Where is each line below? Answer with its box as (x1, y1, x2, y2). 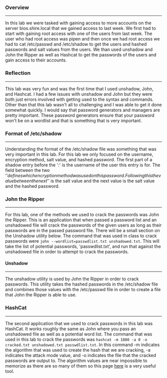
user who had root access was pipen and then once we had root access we (5, 36, 160, 42)
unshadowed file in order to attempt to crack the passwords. (5, 249, 129, 255)
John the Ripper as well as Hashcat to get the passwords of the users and (5, 52, 157, 58)
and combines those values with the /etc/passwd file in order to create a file (5, 287, 161, 293)
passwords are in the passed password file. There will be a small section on (5, 228, 160, 234)
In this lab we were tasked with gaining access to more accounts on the (5, 20, 152, 26)
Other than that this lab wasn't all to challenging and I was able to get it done (5, 101, 162, 107)
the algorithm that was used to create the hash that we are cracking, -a (5, 347, 151, 353)
